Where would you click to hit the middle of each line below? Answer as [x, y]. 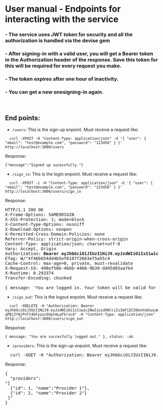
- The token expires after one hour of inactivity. [62, 79]
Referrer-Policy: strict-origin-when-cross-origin [66, 239]
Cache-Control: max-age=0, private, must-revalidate [69, 263]
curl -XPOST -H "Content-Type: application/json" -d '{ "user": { [78, 139]
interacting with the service [62, 19]
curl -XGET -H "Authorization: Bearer [56, 355]
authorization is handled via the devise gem [57, 41]
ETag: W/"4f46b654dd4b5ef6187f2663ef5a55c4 [57, 259]
